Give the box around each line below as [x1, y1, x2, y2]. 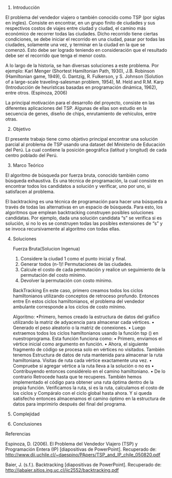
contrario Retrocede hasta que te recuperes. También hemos [12, 374, 142, 379]
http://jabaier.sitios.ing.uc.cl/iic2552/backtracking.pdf [5, 467, 119, 473]
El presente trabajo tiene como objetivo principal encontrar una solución [5, 136, 158, 142]
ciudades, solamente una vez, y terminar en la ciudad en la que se [5, 42, 145, 48]
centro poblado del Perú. [5, 152, 58, 158]
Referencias [5, 431, 31, 437]
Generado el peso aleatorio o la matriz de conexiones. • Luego [12, 324, 146, 331]
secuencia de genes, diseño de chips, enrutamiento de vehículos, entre [5, 110, 157, 117]
